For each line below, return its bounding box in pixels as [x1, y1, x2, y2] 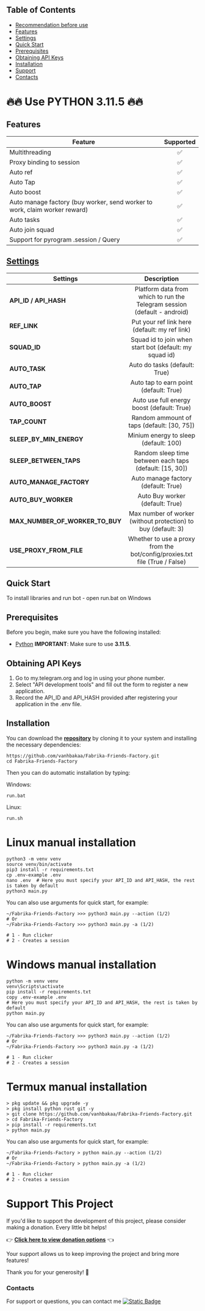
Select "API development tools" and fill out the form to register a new [15, 681, 189, 688]
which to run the [138, 292, 185, 301]
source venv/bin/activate [6, 861, 72, 867]
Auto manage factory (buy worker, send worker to [9, 197, 153, 206]
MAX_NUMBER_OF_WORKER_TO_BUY [9, 517, 122, 525]
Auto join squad [9, 225, 55, 234]
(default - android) [134, 308, 189, 316]
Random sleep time [134, 449, 189, 457]
